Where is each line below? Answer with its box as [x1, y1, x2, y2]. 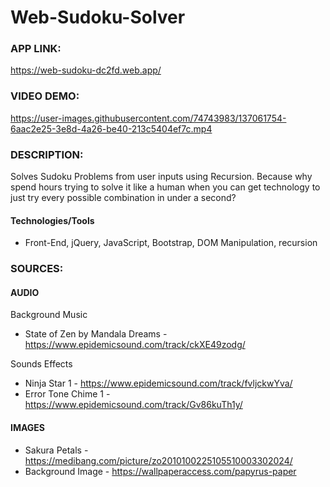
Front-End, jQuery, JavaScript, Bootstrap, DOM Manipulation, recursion [24, 237, 318, 249]
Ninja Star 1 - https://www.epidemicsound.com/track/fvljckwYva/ [24, 377, 293, 390]
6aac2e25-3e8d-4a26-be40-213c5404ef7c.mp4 [10, 122, 213, 135]
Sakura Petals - [24, 444, 89, 456]
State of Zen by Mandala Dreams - [24, 328, 168, 340]
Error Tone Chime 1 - [24, 388, 111, 400]
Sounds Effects [10, 358, 73, 370]
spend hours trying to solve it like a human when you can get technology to [10, 181, 321, 193]
